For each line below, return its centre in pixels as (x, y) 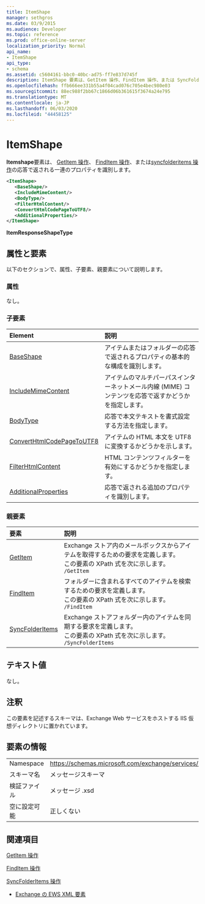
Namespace (27, 764)
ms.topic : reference (33, 35)
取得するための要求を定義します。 (131, 555)
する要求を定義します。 (103, 627)
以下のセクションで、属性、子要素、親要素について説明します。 (86, 269)
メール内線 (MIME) (156, 387)
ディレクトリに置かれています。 (51, 726)
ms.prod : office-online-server (46, 40)
